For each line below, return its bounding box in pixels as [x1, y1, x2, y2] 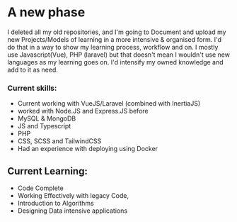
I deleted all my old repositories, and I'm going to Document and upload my [7, 28, 226, 36]
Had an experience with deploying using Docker [17, 145, 158, 153]
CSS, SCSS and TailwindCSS [17, 137, 102, 145]
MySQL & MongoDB [17, 114, 76, 123]
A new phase [7, 4, 86, 21]
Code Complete [17, 184, 64, 192]
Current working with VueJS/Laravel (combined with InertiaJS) [17, 99, 201, 108]
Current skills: [7, 83, 57, 93]
